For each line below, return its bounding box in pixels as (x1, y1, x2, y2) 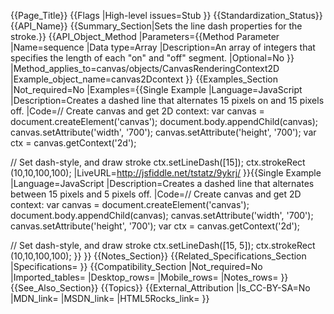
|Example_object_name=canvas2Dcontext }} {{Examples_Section (10, 73, 278, 85)
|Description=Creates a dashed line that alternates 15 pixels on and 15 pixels (10, 95, 325, 106)
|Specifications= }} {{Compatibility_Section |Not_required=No (10, 261, 263, 272)
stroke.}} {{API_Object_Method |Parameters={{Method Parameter (10, 31, 280, 42)
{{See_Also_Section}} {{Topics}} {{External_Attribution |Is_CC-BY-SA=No (10, 282, 311, 294)
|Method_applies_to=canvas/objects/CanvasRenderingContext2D (10, 63, 280, 74)
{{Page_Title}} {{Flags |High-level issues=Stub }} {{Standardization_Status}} (10, 10, 323, 21)
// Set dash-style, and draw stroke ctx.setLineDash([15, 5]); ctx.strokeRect (10, 240, 316, 251)
